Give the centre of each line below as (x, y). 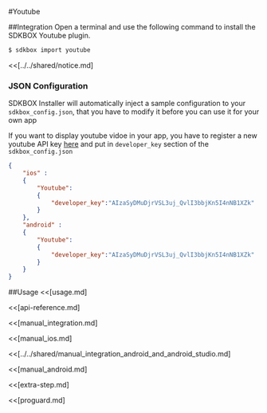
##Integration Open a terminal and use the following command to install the (132, 27)
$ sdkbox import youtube (49, 50)
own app (23, 120)
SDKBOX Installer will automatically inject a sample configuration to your (127, 104)
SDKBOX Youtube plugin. (49, 35)
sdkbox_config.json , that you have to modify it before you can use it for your (134, 112)
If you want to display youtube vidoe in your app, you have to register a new (133, 136)
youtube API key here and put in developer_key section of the (109, 144)
